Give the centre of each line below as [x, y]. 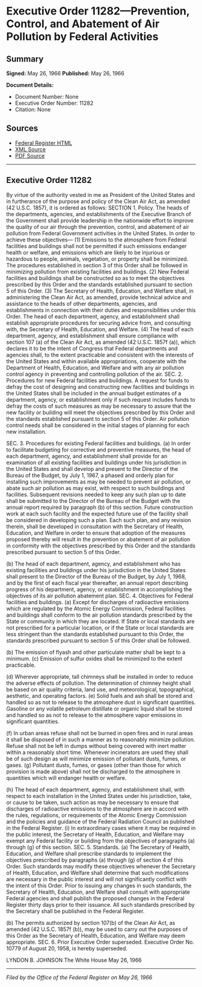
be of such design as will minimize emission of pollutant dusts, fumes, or [96, 758]
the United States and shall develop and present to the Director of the [92, 469]
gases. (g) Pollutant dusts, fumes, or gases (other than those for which [94, 765]
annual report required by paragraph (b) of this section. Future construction [100, 507]
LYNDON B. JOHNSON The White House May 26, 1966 [74, 960]
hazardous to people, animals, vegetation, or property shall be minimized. [97, 259]
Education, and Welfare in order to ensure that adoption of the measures [96, 533]
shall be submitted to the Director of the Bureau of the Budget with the [93, 500]
